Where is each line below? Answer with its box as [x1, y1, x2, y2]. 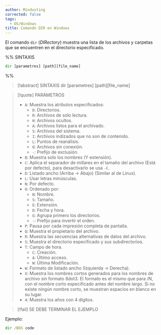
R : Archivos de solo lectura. [32, 112, 88, 118]
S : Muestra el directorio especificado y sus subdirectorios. [24, 239, 144, 245]
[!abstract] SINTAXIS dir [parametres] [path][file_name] [17, 82, 130, 88]
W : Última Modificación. [32, 260, 79, 266]
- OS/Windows [9, 21, 37, 26]
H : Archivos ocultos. [32, 118, 73, 123]
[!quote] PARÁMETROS [17, 92, 64, 98]
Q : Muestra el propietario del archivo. [24, 228, 100, 234]
